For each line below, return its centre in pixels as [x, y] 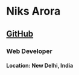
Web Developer [29, 51]
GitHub [20, 34]
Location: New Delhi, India [40, 66]
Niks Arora [33, 11]
